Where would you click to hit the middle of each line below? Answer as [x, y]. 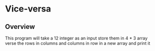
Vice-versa [28, 9]
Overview [20, 27]
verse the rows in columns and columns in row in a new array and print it [78, 43]
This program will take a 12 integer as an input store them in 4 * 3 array [76, 38]
